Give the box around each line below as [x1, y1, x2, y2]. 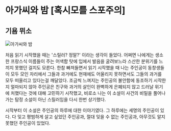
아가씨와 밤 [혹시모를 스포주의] [5, 5, 126, 16]
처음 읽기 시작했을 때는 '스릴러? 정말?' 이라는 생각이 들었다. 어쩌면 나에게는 [5, 52, 154, 58]
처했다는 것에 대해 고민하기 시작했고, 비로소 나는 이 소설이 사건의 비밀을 [10, 90, 152, 96]
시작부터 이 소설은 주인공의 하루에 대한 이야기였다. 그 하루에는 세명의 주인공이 [5, 108, 159, 113]
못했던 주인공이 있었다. [5, 120, 51, 126]
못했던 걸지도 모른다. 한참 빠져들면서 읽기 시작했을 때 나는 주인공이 [14, 65, 147, 70]
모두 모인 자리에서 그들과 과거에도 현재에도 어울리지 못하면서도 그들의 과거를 [10, 71, 162, 77]
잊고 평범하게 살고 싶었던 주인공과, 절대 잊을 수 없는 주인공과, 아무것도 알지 [17, 114, 166, 120]
